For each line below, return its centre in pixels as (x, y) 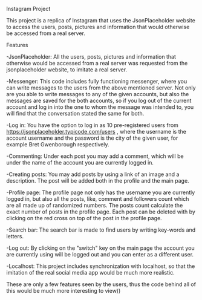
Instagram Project (28, 9)
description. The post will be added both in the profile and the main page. (98, 181)
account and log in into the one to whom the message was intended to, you (100, 107)
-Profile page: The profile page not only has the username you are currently (101, 192)
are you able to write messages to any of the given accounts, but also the (98, 94)
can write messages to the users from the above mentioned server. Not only (101, 88)
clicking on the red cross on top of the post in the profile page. (84, 218)
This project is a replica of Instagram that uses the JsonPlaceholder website (101, 20)
